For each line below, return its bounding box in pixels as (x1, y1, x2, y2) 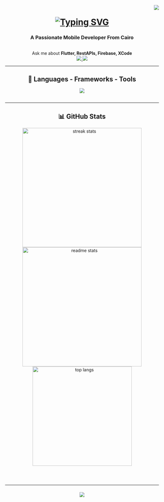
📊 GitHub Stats (58, 112, 106, 120)
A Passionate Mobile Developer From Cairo (30, 34, 134, 41)
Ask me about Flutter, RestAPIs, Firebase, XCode (32, 50, 132, 56)
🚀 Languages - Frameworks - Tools (27, 75, 137, 83)
